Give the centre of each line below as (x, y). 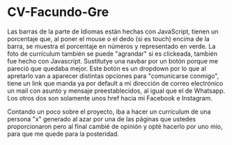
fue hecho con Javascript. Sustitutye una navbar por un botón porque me (113, 61)
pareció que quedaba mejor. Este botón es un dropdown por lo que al (107, 68)
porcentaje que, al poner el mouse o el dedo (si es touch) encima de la (109, 38)
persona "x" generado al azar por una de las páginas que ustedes (102, 119)
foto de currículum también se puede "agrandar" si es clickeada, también (113, 54)
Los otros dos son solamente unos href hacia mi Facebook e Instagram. (110, 98)
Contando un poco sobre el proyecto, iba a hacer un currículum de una (109, 112)
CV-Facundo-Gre (58, 12)
